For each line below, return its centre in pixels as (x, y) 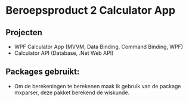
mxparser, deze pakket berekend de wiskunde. (72, 92)
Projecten (24, 33)
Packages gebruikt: (43, 72)
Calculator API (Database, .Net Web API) (64, 53)
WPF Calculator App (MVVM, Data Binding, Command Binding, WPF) (98, 47)
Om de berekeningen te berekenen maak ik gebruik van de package (97, 86)
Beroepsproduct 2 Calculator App (91, 10)
